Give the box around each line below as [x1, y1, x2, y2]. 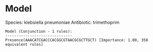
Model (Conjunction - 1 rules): [5, 29, 72, 34]
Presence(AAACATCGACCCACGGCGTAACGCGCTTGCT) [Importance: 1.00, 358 [5, 38, 149, 43]
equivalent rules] [5, 42, 43, 47]
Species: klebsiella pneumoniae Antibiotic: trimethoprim [5, 19, 120, 25]
